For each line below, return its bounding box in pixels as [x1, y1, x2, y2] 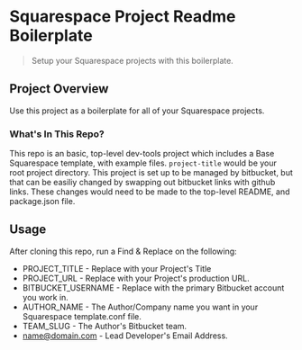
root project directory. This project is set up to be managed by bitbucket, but [9, 167, 293, 178]
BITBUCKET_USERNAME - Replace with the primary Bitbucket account [22, 282, 285, 293]
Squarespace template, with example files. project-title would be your [9, 157, 278, 168]
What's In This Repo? [9, 128, 105, 140]
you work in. [22, 292, 69, 302]
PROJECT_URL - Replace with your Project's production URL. [22, 273, 250, 283]
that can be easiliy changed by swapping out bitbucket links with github [9, 177, 276, 188]
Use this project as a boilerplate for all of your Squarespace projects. [9, 105, 265, 116]
